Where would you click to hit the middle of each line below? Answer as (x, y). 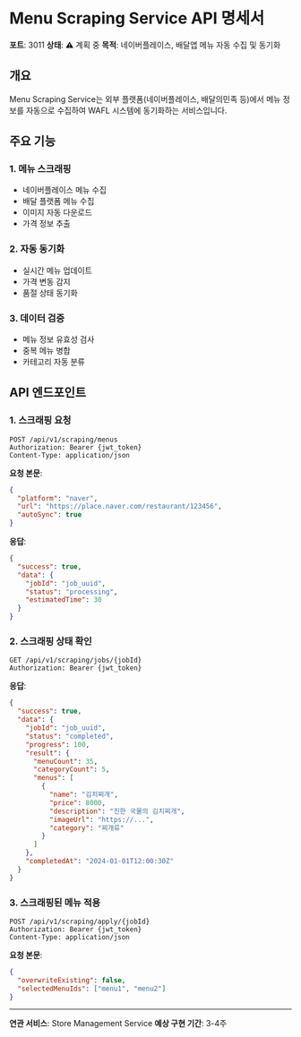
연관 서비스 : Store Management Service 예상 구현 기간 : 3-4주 (118, 1024)
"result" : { (47, 753)
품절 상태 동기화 (50, 293)
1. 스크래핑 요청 (40, 420)
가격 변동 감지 (46, 281)
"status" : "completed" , (70, 736)
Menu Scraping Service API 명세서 (137, 18)
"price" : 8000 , (77, 802)
